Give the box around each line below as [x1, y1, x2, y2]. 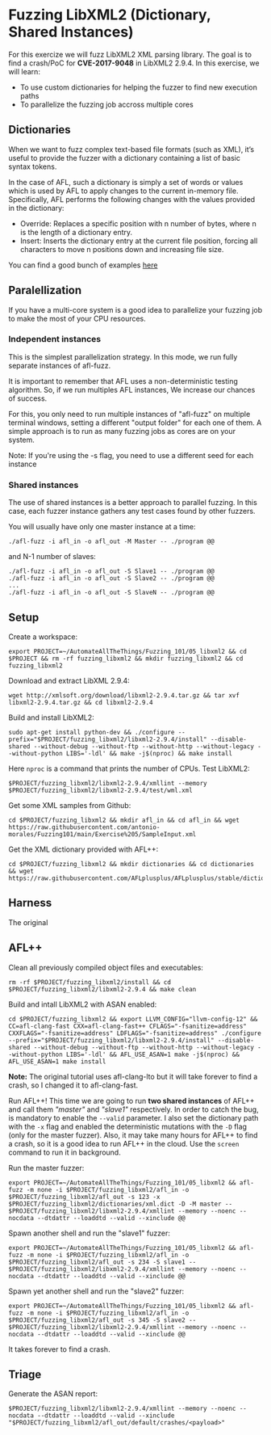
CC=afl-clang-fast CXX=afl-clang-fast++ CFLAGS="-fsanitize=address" [8, 1022, 248, 1030]
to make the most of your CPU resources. [8, 314, 147, 323]
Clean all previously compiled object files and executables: [8, 962, 204, 972]
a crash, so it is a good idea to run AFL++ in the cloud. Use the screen [8, 1138, 240, 1148]
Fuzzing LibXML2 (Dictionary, [8, 6, 211, 24]
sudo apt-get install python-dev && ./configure [8, 728, 175, 736]
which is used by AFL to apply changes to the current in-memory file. [8, 186, 239, 196]
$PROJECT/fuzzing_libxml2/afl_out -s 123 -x [8, 1193, 161, 1201]
